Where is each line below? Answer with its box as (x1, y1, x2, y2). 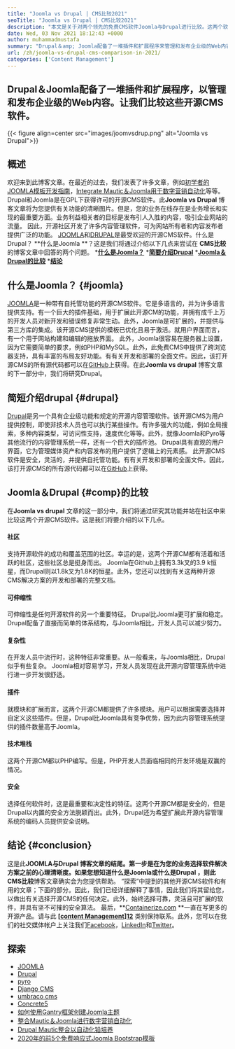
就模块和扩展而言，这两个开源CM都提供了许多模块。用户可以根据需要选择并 (7, 704, 226, 713)
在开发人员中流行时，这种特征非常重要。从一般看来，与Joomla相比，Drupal (7, 653, 225, 662)
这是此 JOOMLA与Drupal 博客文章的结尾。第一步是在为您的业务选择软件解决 (7, 859, 227, 868)
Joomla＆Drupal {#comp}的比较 (7, 487, 149, 499)
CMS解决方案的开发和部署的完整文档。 (7, 576, 120, 585)
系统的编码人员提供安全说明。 (7, 817, 93, 826)
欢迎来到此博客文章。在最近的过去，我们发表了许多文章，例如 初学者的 (7, 178, 210, 186)
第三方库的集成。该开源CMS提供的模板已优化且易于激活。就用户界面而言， (7, 326, 224, 334)
